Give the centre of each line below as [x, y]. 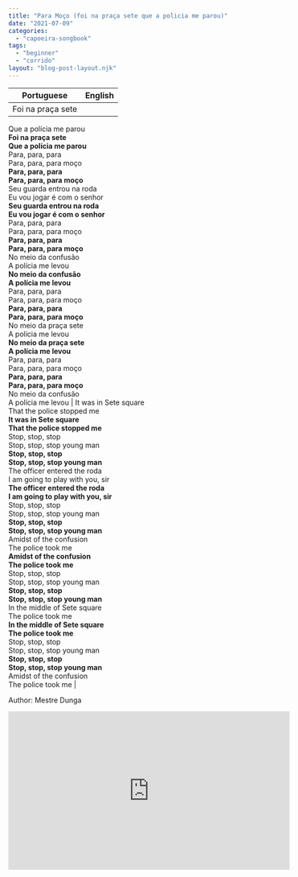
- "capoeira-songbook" [53, 38]
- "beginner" [37, 53]
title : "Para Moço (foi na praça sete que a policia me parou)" [118, 16]
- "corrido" [36, 61]
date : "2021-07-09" [41, 23]
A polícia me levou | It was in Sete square [76, 402]
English [100, 95]
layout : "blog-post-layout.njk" [62, 68]
